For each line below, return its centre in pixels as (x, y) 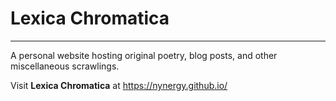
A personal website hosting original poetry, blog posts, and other (144, 55)
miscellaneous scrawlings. (65, 66)
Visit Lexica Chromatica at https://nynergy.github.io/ (119, 85)
